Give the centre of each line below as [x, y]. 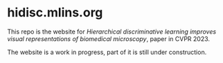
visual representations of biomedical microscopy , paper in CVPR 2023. [108, 38]
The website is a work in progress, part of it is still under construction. [107, 52]
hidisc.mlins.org [55, 13]
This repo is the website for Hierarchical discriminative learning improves [112, 32]
